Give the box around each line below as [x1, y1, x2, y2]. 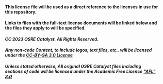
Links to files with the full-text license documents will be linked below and [5, 20, 157, 26]
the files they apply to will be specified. [5, 25, 86, 31]
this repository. [5, 9, 37, 14]
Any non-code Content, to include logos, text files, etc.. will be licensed [5, 47, 152, 53]
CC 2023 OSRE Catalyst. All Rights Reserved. [5, 36, 98, 42]
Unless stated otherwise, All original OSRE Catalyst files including [5, 63, 142, 69]
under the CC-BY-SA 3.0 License [5, 52, 73, 58]
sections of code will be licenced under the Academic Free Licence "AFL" [5, 68, 156, 74]
